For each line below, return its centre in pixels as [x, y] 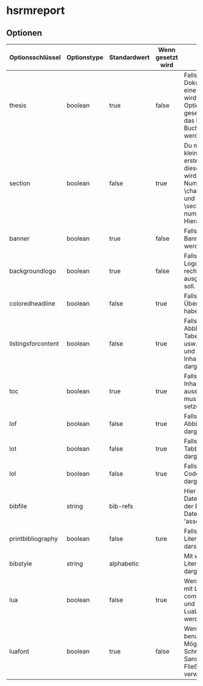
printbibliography [34, 539]
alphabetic [124, 563]
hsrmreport [36, 11]
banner [20, 238]
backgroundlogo [33, 271]
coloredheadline [32, 303]
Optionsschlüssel [35, 57]
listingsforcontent [34, 344]
